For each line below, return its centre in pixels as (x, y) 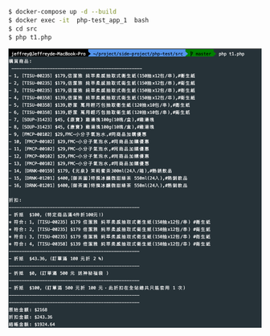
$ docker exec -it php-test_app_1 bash (79, 20)
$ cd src (23, 29)
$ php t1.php (30, 37)
